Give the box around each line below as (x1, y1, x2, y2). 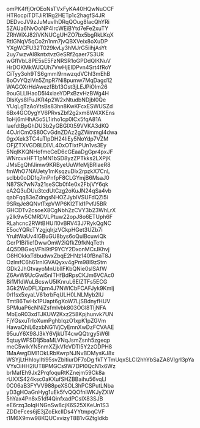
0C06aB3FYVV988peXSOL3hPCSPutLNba (6, 382, 114, 389)
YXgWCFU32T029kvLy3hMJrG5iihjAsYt (6, 44, 107, 51)
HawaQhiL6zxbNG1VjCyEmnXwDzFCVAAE (6, 323, 114, 331)
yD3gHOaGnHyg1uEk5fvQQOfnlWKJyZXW (6, 388, 114, 396)
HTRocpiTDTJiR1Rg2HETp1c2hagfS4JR (6, 12, 105, 19)
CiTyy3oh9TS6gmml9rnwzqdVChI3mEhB (6, 70, 111, 77)
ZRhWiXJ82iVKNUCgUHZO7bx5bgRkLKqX (6, 31, 114, 39)
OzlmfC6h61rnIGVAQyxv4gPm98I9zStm (6, 259, 107, 265)
